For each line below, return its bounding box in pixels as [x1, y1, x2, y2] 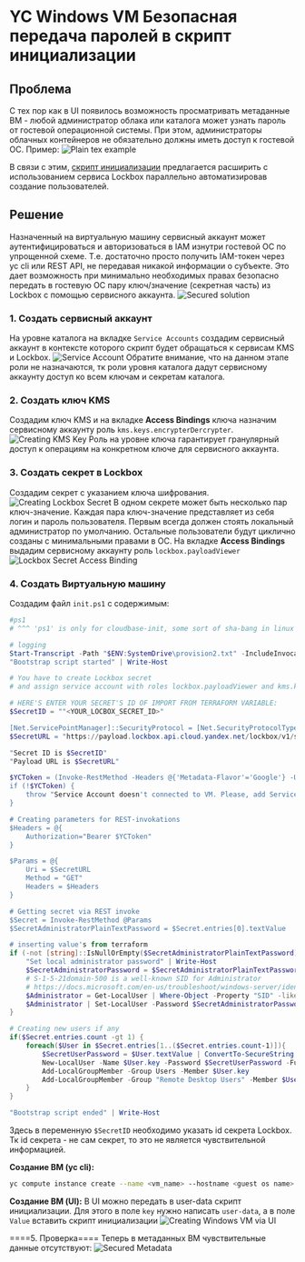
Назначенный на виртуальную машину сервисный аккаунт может [9, 231, 266, 242]
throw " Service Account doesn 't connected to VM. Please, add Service [25, 790, 299, 799]
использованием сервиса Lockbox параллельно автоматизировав [9, 171, 268, 182]
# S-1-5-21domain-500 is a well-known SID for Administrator [25, 974, 261, 983]
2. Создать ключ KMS [9, 394, 111, 406]
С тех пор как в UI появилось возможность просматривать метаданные [9, 105, 290, 115]
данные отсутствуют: [9, 1242, 93, 1253]
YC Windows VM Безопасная [9, 6, 238, 27]
